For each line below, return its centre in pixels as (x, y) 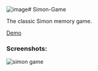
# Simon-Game (47, 9)
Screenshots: (27, 49)
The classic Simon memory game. (49, 21)
